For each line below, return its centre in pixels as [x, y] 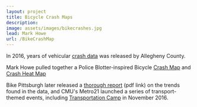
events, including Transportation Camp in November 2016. [97, 98]
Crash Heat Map [26, 74]
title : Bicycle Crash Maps [39, 17]
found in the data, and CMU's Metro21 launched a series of [78, 91]
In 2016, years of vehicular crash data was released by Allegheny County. [96, 56]
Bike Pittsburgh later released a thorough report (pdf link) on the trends [93, 85]
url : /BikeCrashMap [30, 39]
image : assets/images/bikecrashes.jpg [54, 28]
